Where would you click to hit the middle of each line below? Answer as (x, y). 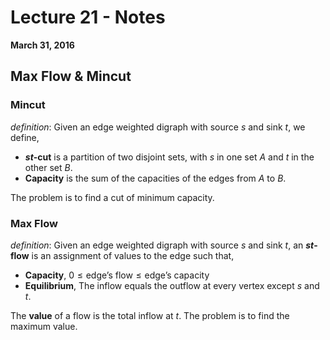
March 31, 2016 (42, 45)
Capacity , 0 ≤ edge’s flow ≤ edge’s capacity (117, 275)
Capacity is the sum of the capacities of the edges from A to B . (155, 178)
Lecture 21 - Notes (88, 17)
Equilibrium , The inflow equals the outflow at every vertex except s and (172, 285)
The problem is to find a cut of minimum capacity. (112, 197)
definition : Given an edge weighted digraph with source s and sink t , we (158, 127)
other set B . (48, 167)
